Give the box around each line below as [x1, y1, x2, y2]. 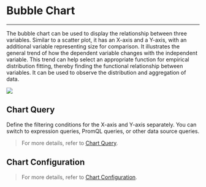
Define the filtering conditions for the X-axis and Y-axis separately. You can [6, 121, 197, 128]
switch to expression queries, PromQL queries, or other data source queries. [6, 127, 200, 135]
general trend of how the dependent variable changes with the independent [6, 49, 198, 56]
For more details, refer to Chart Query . [21, 139, 118, 147]
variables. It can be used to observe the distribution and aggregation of [6, 69, 186, 76]
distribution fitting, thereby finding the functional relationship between [6, 62, 183, 69]
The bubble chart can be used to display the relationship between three [6, 29, 187, 37]
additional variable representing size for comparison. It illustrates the [6, 42, 180, 50]
